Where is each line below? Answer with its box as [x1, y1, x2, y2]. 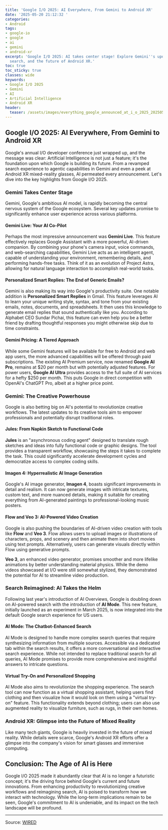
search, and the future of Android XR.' [9, 59, 95, 64]
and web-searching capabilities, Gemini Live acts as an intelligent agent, [5, 249, 154, 256]
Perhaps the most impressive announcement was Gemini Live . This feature [5, 234, 160, 240]
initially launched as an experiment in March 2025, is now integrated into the [5, 606, 162, 612]
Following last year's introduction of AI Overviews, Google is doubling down [5, 596, 161, 602]
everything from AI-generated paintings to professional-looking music [5, 497, 149, 503]
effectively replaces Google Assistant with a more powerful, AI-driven [5, 239, 148, 245]
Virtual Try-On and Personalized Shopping [5, 673, 95, 679]
